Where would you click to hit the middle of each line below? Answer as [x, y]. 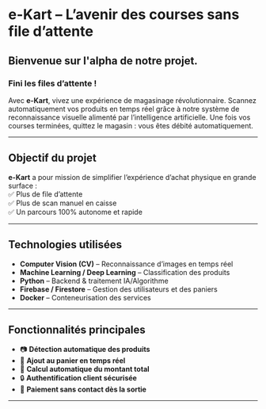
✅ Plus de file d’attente [46, 194]
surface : [23, 185]
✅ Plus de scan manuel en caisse [63, 203]
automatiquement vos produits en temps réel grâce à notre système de [124, 109]
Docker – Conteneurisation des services [85, 297]
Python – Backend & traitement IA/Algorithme [94, 281]
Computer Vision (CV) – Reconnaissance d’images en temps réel [126, 264]
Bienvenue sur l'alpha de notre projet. [103, 61]
